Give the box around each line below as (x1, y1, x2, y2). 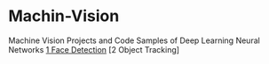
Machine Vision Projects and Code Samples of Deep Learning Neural (8, 35, 261, 46)
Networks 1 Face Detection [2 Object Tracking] (8, 44, 179, 54)
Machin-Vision (8, 6, 120, 26)
